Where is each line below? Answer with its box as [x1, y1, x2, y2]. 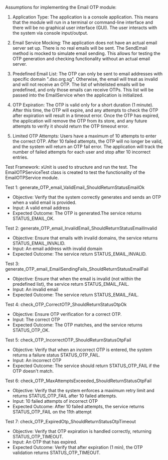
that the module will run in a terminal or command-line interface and [12, 20, 153, 25]
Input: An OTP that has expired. [12, 439, 78, 445]
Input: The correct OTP [12, 316, 60, 322]
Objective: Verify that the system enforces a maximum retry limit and [12, 388, 154, 393]
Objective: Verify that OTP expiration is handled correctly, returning [12, 428, 151, 434]
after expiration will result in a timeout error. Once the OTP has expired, [12, 112, 159, 119]
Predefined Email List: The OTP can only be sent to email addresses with [12, 71, 163, 77]
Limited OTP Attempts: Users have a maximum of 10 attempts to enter [12, 133, 156, 139]
